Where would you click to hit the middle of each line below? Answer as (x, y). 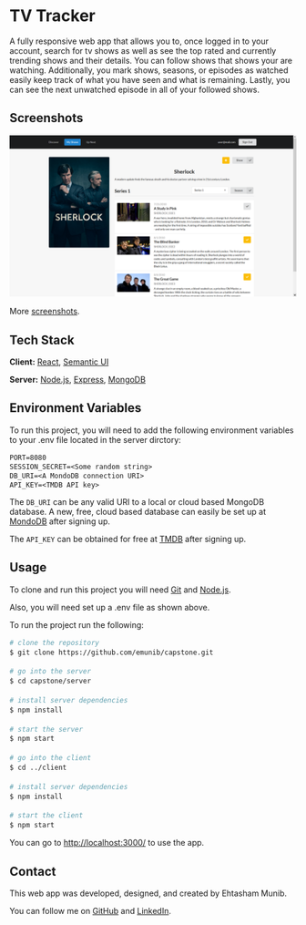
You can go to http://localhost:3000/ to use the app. (107, 843)
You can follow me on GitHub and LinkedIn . (90, 911)
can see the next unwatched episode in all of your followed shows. (135, 89)
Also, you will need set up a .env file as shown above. (110, 607)
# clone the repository (55, 642)
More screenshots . (45, 312)
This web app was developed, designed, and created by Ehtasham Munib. (148, 893)
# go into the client (51, 758)
